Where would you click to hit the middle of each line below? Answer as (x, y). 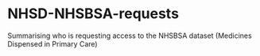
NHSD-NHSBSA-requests (93, 14)
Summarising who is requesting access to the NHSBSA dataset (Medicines (130, 35)
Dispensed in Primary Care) (52, 43)
